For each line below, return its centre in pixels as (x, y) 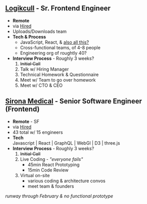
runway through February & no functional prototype (59, 196)
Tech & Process (29, 37)
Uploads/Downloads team (40, 31)
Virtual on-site (35, 175)
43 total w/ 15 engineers (38, 132)
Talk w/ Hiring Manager (44, 69)
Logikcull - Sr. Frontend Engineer (58, 8)
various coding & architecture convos (66, 181)
